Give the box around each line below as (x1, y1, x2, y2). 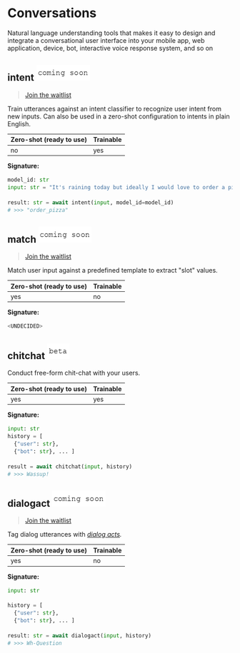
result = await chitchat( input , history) (7, 462, 133, 470)
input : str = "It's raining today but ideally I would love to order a (7, 183, 225, 191)
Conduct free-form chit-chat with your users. (7, 369, 141, 378)
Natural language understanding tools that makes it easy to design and (7, 29, 216, 37)
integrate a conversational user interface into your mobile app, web (7, 36, 205, 44)
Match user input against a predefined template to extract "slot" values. (7, 266, 218, 275)
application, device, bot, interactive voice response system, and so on (7, 44, 214, 52)
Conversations (7, 5, 97, 21)
